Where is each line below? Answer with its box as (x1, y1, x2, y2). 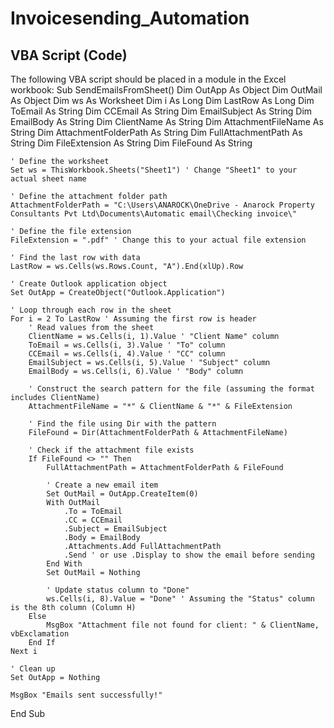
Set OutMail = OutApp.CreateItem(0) (46, 489, 199, 499)
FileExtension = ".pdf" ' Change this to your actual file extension (10, 235, 307, 245)
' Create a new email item (46, 480, 159, 490)
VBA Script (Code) (10, 47, 128, 64)
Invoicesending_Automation (10, 7, 250, 30)
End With (46, 559, 83, 569)
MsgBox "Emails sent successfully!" (10, 690, 163, 700)
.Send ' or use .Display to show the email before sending (63, 550, 315, 560)
